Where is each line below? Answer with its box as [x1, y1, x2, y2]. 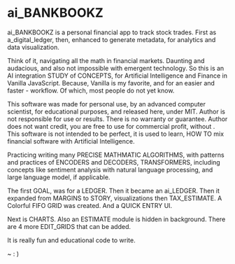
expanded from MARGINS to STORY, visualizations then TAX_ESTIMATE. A [7, 194, 222, 202]
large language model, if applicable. [7, 173, 111, 181]
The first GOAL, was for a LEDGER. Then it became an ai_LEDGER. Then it [7, 186, 220, 195]
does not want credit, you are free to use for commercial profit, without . [7, 122, 215, 130]
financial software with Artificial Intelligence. [7, 137, 135, 145]
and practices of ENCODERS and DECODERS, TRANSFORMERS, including [7, 158, 220, 166]
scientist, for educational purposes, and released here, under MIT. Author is [7, 107, 226, 116]
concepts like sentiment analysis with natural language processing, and [7, 165, 213, 174]
